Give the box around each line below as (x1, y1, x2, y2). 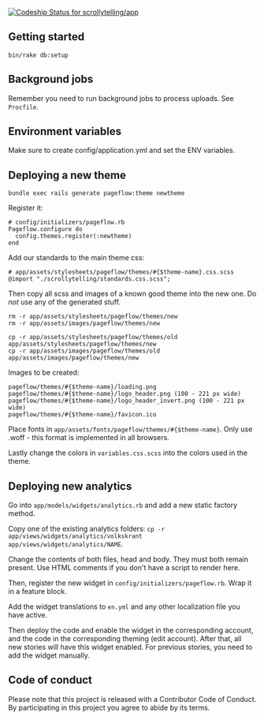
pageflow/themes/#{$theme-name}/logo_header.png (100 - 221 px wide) (8, 390, 242, 398)
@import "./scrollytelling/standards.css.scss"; (8, 275, 171, 283)
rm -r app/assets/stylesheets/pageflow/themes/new (8, 312, 178, 321)
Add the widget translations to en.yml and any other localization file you (8, 602, 240, 611)
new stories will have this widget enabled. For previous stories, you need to (8, 643, 253, 652)
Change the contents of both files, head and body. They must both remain (8, 554, 248, 564)
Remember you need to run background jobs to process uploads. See (8, 93, 234, 103)
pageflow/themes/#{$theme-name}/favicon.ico (8, 411, 157, 419)
